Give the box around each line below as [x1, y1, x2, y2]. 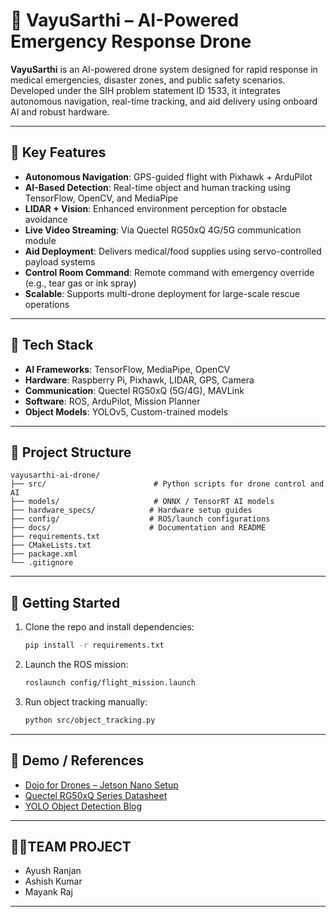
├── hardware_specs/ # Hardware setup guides [10, 505, 253, 516]
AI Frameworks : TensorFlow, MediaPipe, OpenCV [24, 363, 231, 375]
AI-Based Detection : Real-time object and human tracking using [24, 181, 291, 193]
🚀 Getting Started [10, 594, 121, 611]
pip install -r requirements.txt [24, 640, 165, 651]
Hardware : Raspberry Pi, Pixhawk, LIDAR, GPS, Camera [24, 374, 255, 386]
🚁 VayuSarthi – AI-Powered [10, 9, 240, 32]
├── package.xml [10, 549, 78, 559]
